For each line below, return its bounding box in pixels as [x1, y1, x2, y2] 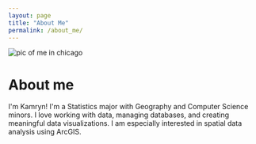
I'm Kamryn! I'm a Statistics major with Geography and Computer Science [8, 102, 249, 112]
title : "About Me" [8, 19, 69, 27]
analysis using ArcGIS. [8, 127, 82, 137]
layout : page [8, 11, 52, 20]
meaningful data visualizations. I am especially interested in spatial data [8, 119, 243, 128]
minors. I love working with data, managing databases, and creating [8, 110, 230, 119]
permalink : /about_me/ [8, 26, 83, 34]
